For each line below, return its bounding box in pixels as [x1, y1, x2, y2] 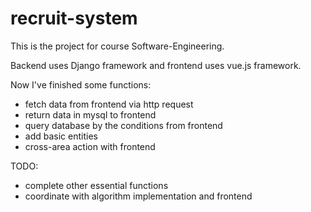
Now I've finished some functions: [10, 78, 152, 91]
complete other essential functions [24, 179, 169, 191]
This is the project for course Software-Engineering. [10, 40, 225, 52]
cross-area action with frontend [24, 140, 156, 152]
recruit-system [10, 7, 138, 30]
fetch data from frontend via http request [24, 98, 194, 110]
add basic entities [24, 130, 98, 142]
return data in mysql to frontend [24, 108, 157, 121]
